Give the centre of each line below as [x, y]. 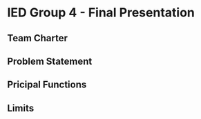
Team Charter [37, 38]
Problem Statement [50, 61]
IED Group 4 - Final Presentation [101, 13]
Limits [21, 108]
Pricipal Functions [47, 85]
